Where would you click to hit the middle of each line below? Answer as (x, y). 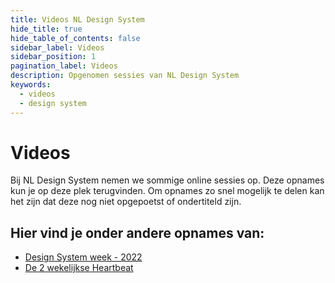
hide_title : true (46, 29)
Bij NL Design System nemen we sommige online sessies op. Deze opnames (167, 180)
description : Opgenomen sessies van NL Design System (125, 76)
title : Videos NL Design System (77, 19)
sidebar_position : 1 (53, 57)
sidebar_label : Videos (57, 47)
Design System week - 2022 (83, 257)
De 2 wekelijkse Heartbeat (79, 268)
